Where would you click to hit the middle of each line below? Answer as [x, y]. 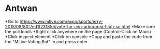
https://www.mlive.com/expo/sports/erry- [61, 21]
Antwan [21, 8]
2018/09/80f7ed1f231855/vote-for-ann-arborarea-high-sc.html [68, 26]
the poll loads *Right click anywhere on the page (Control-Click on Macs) [78, 31]
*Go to [12, 21]
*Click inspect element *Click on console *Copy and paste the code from [79, 37]
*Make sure [143, 26]
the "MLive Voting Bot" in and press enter [46, 41]
